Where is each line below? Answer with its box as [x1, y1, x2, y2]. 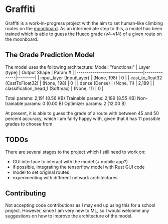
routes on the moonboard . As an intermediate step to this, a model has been [5, 25, 162, 31]
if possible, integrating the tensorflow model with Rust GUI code [12, 164, 145, 170]
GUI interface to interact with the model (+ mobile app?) [12, 158, 128, 164]
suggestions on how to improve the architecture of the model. [5, 213, 133, 219]
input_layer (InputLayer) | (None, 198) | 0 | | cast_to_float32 [40, 74, 162, 81]
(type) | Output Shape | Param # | [5, 69, 74, 75]
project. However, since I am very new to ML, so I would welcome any [5, 207, 149, 214]
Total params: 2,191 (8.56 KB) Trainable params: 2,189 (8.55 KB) [5, 95, 136, 101]
